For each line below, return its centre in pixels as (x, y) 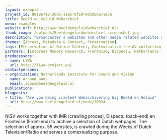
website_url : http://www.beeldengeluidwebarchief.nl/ (62, 28)
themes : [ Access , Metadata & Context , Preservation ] (61, 42)
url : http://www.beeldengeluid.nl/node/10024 (58, 102)
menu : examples (21, 24)
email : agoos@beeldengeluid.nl (42, 83)
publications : (20, 88)
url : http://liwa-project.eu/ (41, 65)
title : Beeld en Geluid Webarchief (42, 19)
